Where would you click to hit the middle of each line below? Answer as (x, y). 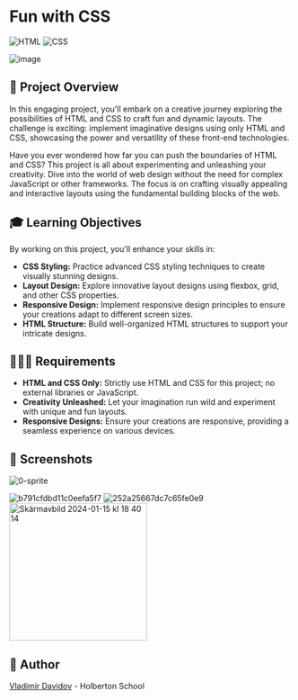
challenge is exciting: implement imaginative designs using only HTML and (147, 128)
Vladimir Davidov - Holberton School (77, 686)
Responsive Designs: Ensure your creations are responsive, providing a (155, 421)
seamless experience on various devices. (99, 431)
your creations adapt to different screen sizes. (107, 314)
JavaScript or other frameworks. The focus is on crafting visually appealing (149, 184)
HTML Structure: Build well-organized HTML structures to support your (155, 323)
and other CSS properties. (70, 295)
